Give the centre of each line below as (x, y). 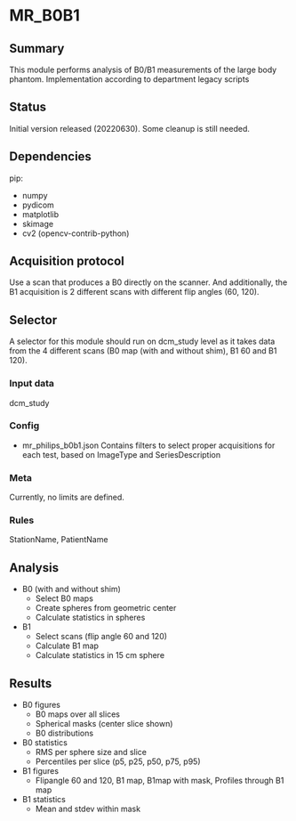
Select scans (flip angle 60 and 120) (101, 637)
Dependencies (50, 157)
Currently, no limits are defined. (67, 497)
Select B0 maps (64, 598)
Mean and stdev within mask (88, 809)
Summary (37, 49)
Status (28, 107)
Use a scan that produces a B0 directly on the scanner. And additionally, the (148, 282)
